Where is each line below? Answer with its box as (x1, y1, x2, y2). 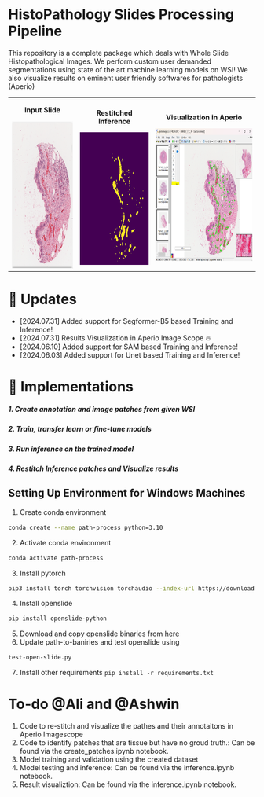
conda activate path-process (8, 554, 104, 562)
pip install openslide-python (8, 615, 108, 623)
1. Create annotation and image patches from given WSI (8, 404, 196, 413)
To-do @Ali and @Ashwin (8, 696, 180, 713)
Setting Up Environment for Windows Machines (8, 487, 246, 500)
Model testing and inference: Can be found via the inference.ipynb (19, 763, 235, 773)
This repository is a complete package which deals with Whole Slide (8, 48, 229, 57)
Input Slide (24, 105, 61, 115)
